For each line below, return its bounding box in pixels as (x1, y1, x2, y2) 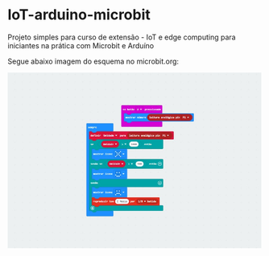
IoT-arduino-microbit (7, 6, 151, 24)
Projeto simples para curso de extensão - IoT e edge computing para (7, 32, 236, 42)
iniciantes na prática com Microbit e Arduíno (7, 40, 155, 50)
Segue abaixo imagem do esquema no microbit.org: (7, 56, 179, 66)
